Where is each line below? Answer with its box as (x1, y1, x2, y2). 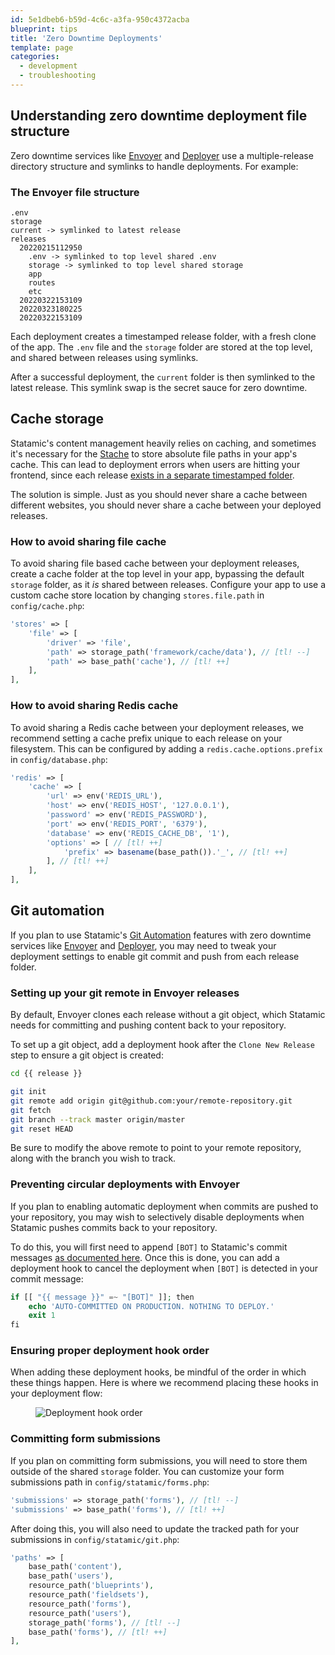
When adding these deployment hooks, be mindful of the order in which (10, 1366, 307, 1378)
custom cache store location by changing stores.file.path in (10, 589, 265, 601)
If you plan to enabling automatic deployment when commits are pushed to (10, 1200, 319, 1212)
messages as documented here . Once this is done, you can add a (10, 1251, 280, 1263)
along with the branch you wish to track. (10, 1152, 177, 1165)
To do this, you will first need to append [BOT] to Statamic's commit (10, 1241, 288, 1253)
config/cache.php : (10, 600, 85, 612)
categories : (10, 52, 60, 62)
